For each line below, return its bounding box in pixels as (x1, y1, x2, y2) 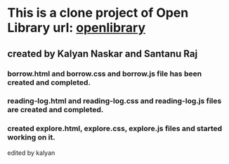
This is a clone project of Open (7, 5, 189, 21)
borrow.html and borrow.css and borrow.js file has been (7, 69, 202, 78)
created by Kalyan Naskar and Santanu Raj (7, 48, 198, 60)
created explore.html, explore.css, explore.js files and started (7, 124, 223, 134)
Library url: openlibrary (7, 20, 146, 36)
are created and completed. (7, 105, 104, 115)
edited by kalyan (7, 149, 55, 157)
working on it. (7, 132, 55, 142)
